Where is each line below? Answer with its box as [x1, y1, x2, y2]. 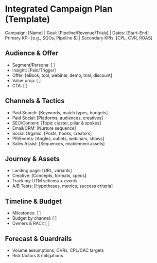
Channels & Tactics [5, 97, 65, 105]
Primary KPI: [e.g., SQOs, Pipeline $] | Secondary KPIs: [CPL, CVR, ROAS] [5, 35, 153, 41]
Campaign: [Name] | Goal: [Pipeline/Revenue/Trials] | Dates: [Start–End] [5, 30, 149, 35]
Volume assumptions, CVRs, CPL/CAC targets [12, 247, 104, 253]
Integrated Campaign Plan [5, 3, 113, 15]
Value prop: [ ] [12, 77, 41, 83]
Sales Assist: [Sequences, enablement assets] [12, 140, 105, 146]
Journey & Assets [5, 155, 60, 163]
